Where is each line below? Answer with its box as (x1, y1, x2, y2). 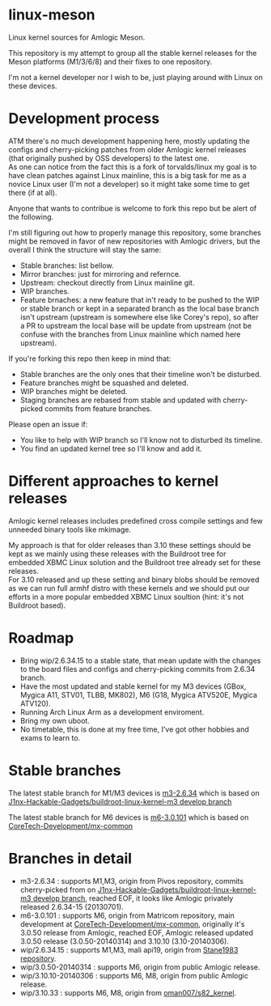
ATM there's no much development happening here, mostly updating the (8, 136, 251, 146)
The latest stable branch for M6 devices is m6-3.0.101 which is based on (8, 812, 249, 822)
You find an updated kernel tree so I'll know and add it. (19, 444, 202, 453)
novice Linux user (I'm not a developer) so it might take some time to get (8, 179, 250, 189)
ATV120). (19, 698, 51, 708)
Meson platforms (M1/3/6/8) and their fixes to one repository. (8, 57, 213, 66)
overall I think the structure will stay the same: (8, 244, 162, 254)
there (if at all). (8, 188, 57, 197)
